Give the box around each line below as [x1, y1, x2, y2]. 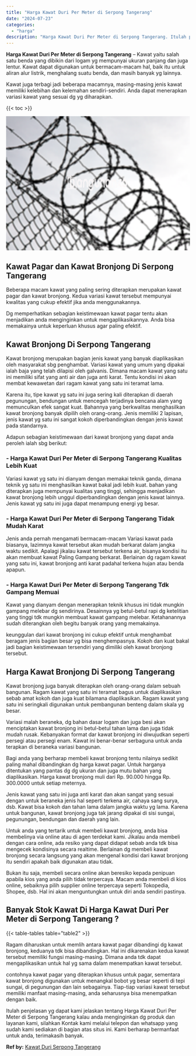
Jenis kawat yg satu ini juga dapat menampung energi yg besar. [6, 500, 159, 507]
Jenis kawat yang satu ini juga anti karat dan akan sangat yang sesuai [6, 791, 174, 798]
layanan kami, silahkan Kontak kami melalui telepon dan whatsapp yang [6, 1019, 178, 1026]
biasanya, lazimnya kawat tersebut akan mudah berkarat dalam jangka [6, 541, 176, 548]
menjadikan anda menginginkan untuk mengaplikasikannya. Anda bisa [6, 316, 175, 323]
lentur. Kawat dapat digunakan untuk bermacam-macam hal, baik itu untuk [6, 63, 185, 70]
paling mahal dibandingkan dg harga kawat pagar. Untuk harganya [6, 761, 166, 768]
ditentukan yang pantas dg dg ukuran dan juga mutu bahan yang [6, 767, 162, 774]
